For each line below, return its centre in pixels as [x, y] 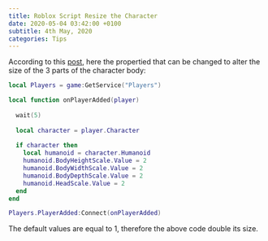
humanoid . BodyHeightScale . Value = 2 [85, 161]
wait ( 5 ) [29, 115]
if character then [47, 146]
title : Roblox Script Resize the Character [83, 16]
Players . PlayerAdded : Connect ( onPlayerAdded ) [85, 213]
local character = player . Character [78, 130]
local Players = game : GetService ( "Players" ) [85, 85]
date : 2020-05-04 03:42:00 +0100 [65, 24]
